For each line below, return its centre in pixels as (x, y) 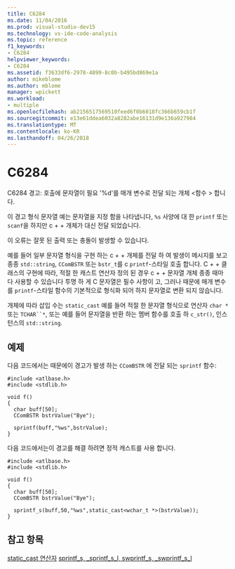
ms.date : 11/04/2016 (38, 20)
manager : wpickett (34, 92)
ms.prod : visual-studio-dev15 (52, 27)
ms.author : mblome (34, 86)
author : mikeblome (34, 79)
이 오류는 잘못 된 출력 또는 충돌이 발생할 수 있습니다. (78, 240)
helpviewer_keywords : (39, 60)
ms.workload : (26, 99)
